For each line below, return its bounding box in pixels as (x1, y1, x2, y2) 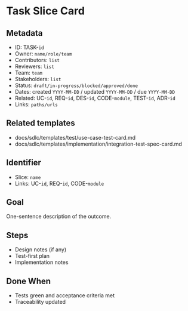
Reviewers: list (14, 63, 55, 70)
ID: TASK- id (14, 44, 44, 51)
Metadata (6, 28, 43, 38)
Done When (6, 276, 51, 286)
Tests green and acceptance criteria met (14, 292, 115, 299)
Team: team (14, 69, 43, 76)
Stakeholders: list (14, 76, 61, 82)
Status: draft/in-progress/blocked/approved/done (14, 82, 138, 89)
